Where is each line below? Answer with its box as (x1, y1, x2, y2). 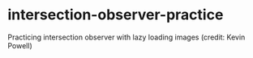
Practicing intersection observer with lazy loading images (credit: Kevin (7, 32, 246, 42)
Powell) (7, 40, 33, 50)
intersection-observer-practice (7, 6, 224, 24)
